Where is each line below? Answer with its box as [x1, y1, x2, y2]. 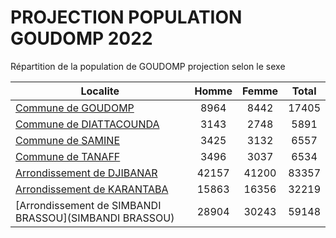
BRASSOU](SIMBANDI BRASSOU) [15, 211, 175, 225]
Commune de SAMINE [15, 133, 120, 147]
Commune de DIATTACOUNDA [15, 117, 160, 131]
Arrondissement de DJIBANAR [15, 166, 158, 180]
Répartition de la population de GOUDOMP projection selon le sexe [10, 60, 286, 72]
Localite [80, 84, 120, 98]
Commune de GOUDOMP [15, 101, 135, 115]
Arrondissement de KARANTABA [15, 182, 169, 196]
